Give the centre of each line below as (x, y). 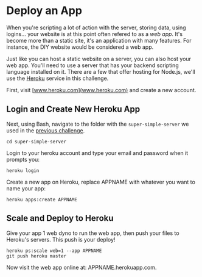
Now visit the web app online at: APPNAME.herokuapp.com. (82, 267)
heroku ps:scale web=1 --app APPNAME (54, 251)
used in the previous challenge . (46, 130)
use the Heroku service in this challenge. (57, 78)
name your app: (26, 188)
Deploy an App (44, 11)
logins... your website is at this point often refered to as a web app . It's (95, 34)
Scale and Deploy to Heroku (60, 218)
